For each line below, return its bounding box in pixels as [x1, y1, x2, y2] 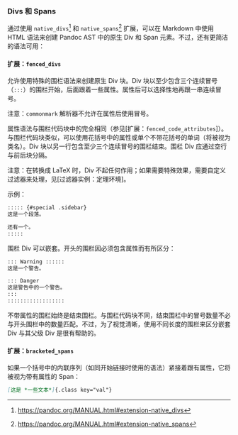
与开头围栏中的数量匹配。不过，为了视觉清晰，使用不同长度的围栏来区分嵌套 [7, 319, 231, 328]
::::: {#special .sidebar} [7, 204, 87, 211]
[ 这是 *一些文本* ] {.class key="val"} [7, 387, 113, 394]
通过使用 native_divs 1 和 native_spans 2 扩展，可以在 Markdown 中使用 [7, 23, 214, 33]
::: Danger [7, 277, 40, 285]
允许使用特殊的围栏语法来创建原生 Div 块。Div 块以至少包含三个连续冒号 [7, 77, 218, 85]
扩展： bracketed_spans [7, 346, 74, 355]
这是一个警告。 [7, 265, 45, 272]
